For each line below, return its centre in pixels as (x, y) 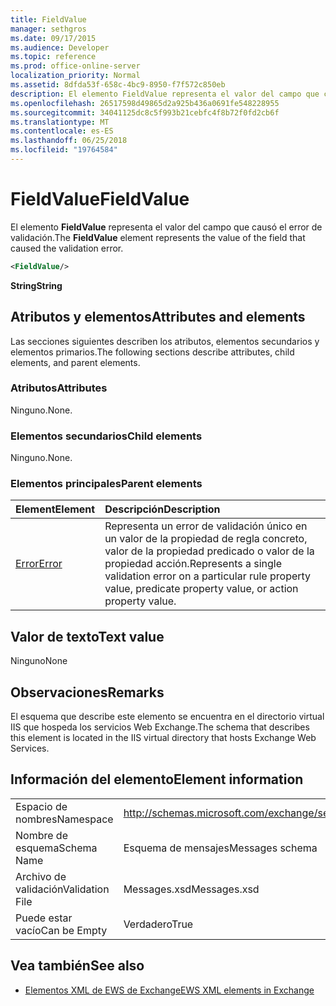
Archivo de (41, 876)
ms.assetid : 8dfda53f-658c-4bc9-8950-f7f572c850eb (118, 85)
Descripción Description (162, 509)
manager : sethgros (48, 29)
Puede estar (44, 918)
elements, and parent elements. (75, 362)
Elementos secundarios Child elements (106, 436)
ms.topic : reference (53, 57)
